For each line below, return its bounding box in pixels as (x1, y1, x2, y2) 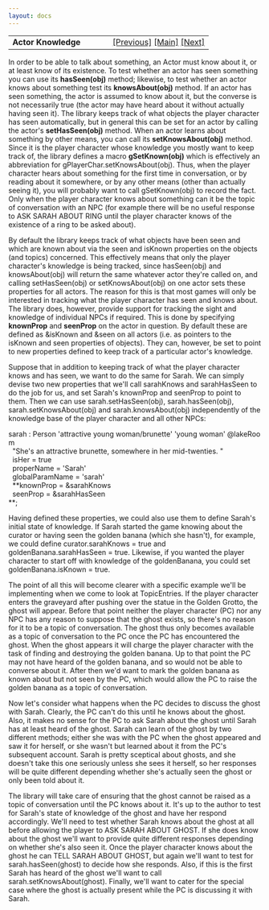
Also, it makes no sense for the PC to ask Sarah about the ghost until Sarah (8, 715, 257, 725)
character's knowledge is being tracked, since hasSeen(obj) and (8, 261, 222, 271)
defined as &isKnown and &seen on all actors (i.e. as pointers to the (8, 329, 232, 339)
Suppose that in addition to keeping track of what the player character (8, 362, 240, 371)
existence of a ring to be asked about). (8, 219, 137, 230)
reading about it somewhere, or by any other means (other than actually (8, 176, 247, 186)
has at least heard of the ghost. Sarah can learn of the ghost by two (8, 724, 232, 734)
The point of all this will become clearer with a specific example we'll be (8, 580, 247, 589)
